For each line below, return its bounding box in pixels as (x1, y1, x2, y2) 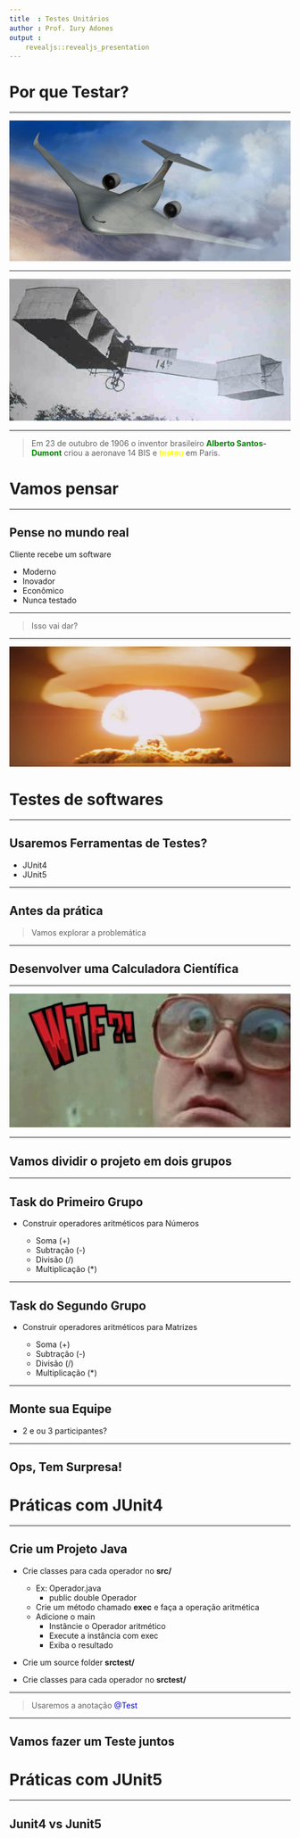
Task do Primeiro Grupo (9, 1194, 144, 1210)
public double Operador (48, 1592, 137, 1602)
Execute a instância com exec (48, 1630, 159, 1641)
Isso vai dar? (30, 620, 79, 631)
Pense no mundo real (9, 525, 129, 540)
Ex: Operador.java (35, 1583, 102, 1593)
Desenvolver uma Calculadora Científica (9, 961, 239, 977)
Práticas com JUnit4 (9, 1495, 163, 1516)
